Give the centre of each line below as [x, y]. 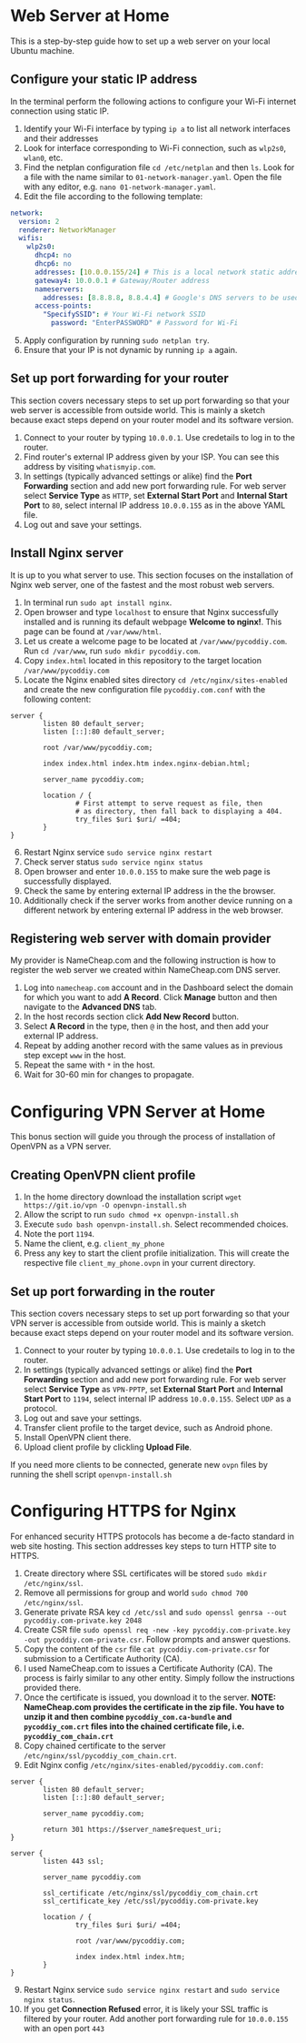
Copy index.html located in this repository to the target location [143, 660]
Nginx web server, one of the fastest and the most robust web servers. [143, 584]
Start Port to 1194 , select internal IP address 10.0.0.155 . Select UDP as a [157, 1399]
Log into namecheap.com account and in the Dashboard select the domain [158, 987]
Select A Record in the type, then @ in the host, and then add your [146, 1027]
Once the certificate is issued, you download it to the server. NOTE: [149, 1697]
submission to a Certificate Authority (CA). [103, 1658]
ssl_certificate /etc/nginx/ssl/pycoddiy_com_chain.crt [151, 1893]
